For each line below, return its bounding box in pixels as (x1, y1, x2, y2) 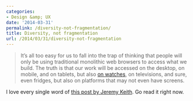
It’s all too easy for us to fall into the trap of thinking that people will (20, 52, 182, 59)
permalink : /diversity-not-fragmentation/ (6, 25, 111, 31)
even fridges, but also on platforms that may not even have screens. (20, 77, 185, 84)
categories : (6, 8, 35, 15)
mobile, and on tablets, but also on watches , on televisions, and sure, (20, 71, 187, 78)
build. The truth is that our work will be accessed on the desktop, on (20, 65, 185, 71)
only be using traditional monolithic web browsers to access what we (20, 58, 187, 65)
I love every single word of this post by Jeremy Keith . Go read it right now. (6, 89, 184, 95)
